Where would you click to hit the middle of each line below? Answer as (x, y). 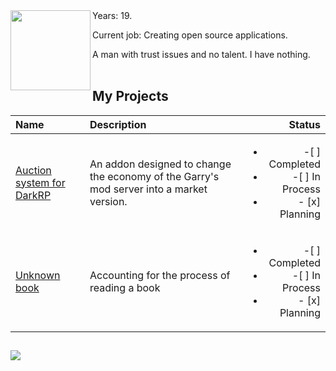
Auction (33, 170)
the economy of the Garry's (154, 176)
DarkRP (33, 195)
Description (118, 124)
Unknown (38, 275)
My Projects (130, 96)
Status (304, 124)
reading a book (125, 287)
